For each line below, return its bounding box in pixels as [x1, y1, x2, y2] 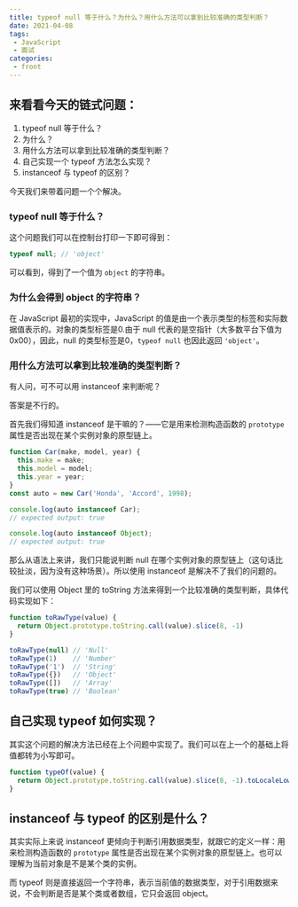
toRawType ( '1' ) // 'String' [9, 662, 117, 671]
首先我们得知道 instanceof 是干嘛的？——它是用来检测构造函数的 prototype [9, 418, 285, 430]
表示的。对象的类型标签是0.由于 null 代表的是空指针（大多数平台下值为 [24, 324, 282, 335]
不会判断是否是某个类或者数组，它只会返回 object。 [24, 888, 214, 899]
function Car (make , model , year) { [9, 448, 141, 457]
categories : [9, 54, 53, 63]
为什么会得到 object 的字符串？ [9, 291, 142, 303]
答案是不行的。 [9, 400, 64, 410]
